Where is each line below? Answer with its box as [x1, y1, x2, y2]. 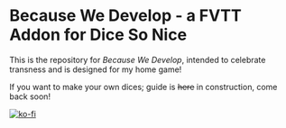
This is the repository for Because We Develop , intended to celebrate [9, 54, 266, 65]
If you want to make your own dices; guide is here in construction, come [9, 81, 278, 92]
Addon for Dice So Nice [9, 24, 188, 45]
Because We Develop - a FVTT [9, 5, 242, 26]
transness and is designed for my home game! [9, 64, 182, 75]
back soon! [9, 91, 51, 102]
